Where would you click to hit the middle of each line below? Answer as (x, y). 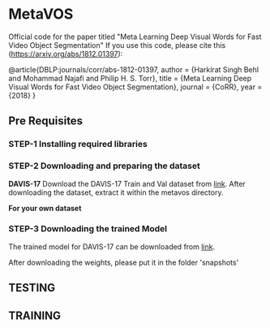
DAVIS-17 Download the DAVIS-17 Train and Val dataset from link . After (127, 183)
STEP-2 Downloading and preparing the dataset (104, 166)
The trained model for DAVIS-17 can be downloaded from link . (112, 246)
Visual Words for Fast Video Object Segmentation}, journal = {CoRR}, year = (135, 87)
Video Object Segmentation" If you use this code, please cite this (117, 45)
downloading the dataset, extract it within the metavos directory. (116, 192)
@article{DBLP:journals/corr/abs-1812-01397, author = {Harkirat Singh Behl (134, 69)
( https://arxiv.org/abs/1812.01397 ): (66, 54)
